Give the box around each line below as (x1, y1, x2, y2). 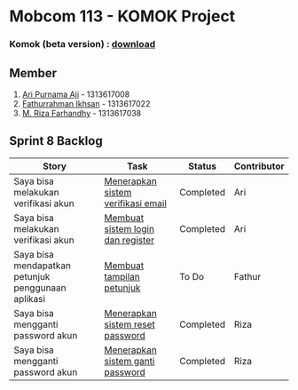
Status (188, 160, 217, 172)
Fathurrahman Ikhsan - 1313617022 (21, 98, 151, 108)
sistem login (104, 222, 155, 235)
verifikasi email (104, 197, 167, 210)
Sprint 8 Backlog (9, 133, 104, 148)
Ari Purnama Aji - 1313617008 (21, 89, 130, 99)
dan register (104, 234, 155, 246)
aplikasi (13, 292, 46, 305)
